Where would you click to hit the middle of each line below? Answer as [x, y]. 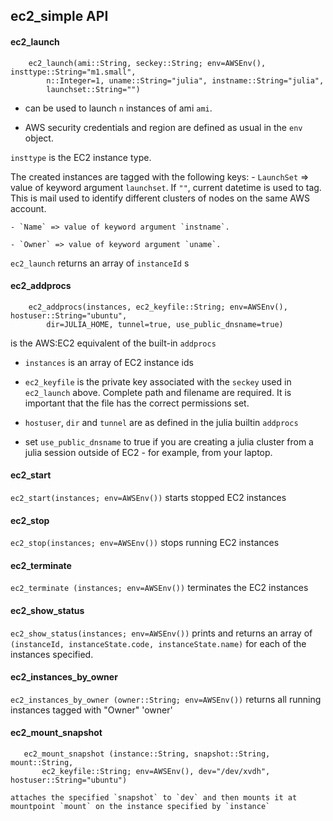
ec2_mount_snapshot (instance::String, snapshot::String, [147, 754]
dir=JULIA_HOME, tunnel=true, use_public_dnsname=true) [165, 324]
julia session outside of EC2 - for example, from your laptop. [148, 452]
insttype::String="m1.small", [73, 72]
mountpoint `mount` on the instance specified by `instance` [140, 807]
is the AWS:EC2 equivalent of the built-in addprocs [113, 343]
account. [28, 208]
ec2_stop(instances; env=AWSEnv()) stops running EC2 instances [145, 543]
